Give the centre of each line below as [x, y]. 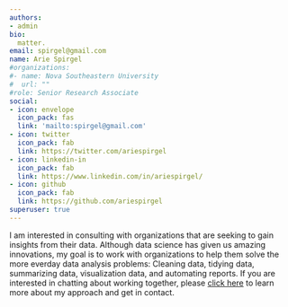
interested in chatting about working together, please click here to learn [142, 283]
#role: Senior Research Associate [74, 92]
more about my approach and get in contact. [92, 292]
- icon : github [38, 185]
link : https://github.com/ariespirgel [90, 202]
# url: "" [30, 84]
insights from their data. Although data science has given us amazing [138, 244]
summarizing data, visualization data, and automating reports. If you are [143, 273]
